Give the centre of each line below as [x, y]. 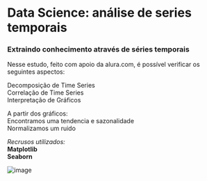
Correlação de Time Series [45, 93]
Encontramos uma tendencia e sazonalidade [71, 121]
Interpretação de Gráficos [44, 100]
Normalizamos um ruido [42, 128]
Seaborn [20, 157]
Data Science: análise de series [100, 13]
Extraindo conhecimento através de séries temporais [98, 49]
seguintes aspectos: [36, 72]
